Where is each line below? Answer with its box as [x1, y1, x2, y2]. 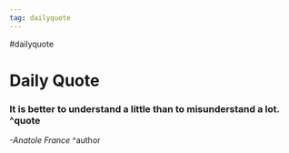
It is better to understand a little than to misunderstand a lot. [9, 102, 280, 115]
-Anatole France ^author [9, 135, 101, 146]
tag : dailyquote [9, 13, 71, 23]
